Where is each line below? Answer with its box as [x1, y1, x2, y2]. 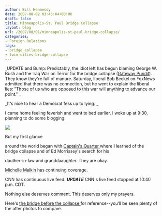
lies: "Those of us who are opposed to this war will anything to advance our [5, 86, 156, 92]
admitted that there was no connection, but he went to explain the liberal [5, 81, 149, 87]
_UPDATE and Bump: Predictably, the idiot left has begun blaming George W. [5, 66, 157, 71]
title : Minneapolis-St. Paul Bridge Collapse [5, 20, 98, 26]
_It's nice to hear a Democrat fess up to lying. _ [5, 100, 99, 107]
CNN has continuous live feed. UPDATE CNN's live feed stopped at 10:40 [5, 177, 151, 183]
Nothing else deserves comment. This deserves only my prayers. [5, 191, 135, 197]
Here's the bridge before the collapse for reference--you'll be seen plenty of [5, 200, 158, 206]
